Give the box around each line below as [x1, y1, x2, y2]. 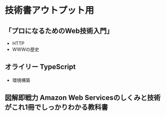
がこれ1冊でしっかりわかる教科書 [5, 103, 108, 112]
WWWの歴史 [12, 46, 39, 52]
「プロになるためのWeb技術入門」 [5, 26, 114, 35]
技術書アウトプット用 [5, 5, 95, 16]
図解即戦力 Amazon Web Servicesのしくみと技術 [5, 94, 161, 102]
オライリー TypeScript [5, 63, 76, 71]
